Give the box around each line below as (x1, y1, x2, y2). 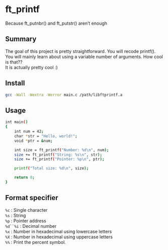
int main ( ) (5, 119, 28, 124)
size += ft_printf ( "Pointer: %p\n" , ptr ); (14, 157, 105, 162)
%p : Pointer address (5, 218, 46, 224)
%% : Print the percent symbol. (5, 239, 66, 245)
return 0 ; (14, 175, 35, 180)
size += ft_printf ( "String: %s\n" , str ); (14, 152, 102, 157)
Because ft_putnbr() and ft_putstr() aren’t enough (5, 20, 107, 26)
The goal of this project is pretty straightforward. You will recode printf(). (5, 48, 156, 54)
